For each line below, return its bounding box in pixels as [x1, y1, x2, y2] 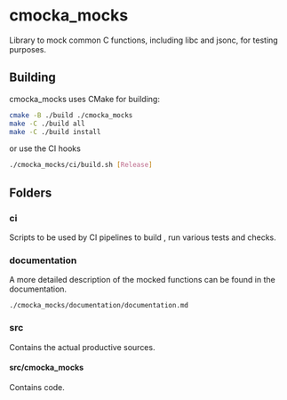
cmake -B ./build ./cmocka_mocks [9, 110, 133, 120]
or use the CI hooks [9, 143, 82, 154]
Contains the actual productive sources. [9, 341, 155, 352]
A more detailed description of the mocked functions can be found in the [9, 275, 275, 285]
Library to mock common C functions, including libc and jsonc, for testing [9, 35, 278, 45]
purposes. [9, 44, 47, 54]
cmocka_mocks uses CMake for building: [9, 93, 160, 104]
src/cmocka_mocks [9, 362, 84, 373]
